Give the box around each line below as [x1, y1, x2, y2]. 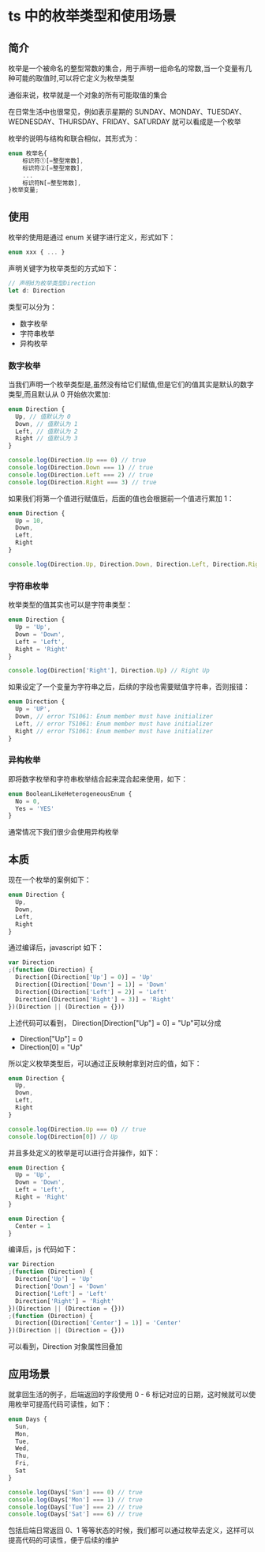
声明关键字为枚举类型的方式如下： [8, 263, 119, 273]
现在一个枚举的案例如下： [8, 875, 91, 885]
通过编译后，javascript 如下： [8, 943, 104, 952]
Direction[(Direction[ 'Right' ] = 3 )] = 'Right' [15, 995, 175, 1004]
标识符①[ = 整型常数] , [22, 156, 84, 164]
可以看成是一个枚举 [178, 117, 242, 126]
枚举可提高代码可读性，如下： [14, 1399, 112, 1409]
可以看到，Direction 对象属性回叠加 [8, 1342, 123, 1351]
